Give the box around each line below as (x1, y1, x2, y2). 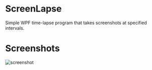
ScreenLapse (5, 3, 62, 15)
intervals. (5, 25, 25, 31)
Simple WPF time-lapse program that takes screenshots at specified (5, 20, 147, 26)
